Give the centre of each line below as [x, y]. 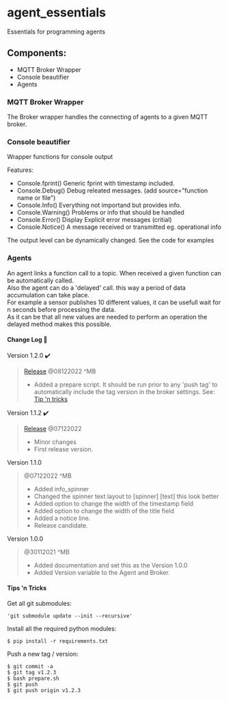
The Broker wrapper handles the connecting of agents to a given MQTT [108, 117]
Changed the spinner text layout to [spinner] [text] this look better [127, 496]
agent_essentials [57, 13]
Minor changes [55, 442]
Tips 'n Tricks [27, 588]
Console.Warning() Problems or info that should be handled [100, 212]
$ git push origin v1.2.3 [44, 691]
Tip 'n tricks [51, 399]
